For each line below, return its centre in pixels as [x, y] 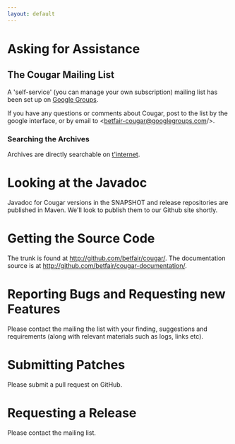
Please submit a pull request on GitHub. [65, 384]
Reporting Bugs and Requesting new [116, 294]
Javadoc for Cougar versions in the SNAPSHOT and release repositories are [118, 202]
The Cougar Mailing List [61, 75]
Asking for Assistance [74, 48]
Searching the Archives [48, 139]
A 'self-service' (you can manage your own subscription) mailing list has [113, 92]
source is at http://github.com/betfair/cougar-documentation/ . [97, 265]
